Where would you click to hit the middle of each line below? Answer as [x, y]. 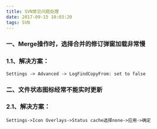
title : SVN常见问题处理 [32, 11]
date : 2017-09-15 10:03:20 [39, 17]
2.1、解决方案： [28, 107]
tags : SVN [18, 22]
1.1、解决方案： [28, 61]
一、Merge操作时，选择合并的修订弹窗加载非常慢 [76, 44]
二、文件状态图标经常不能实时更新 [54, 90]
